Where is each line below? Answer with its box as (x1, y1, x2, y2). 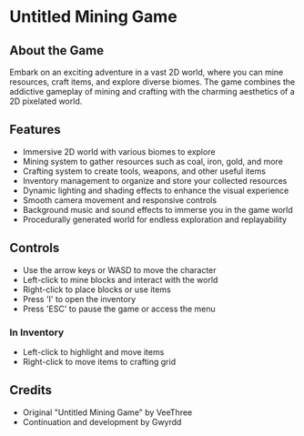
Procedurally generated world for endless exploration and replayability (22, 214, 288, 225)
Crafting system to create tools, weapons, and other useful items (22, 166, 267, 177)
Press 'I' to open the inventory (22, 293, 137, 304)
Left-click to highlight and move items (22, 346, 165, 357)
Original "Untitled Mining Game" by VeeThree (22, 407, 193, 418)
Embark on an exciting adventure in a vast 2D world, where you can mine (9, 66, 284, 77)
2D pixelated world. (9, 96, 83, 106)
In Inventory (9, 326, 65, 339)
